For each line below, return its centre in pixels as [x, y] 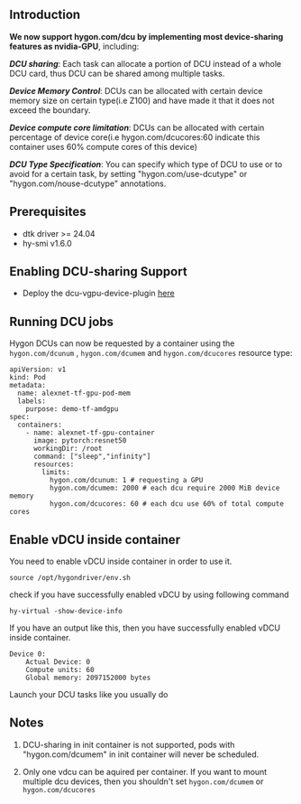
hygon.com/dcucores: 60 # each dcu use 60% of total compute [166, 504]
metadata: [28, 386]
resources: [54, 464]
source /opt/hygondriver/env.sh [70, 578]
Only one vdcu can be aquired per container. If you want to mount [145, 771]
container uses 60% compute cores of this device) [104, 146]
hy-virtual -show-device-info [66, 612]
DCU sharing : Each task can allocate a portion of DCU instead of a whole [146, 63]
